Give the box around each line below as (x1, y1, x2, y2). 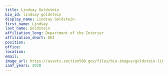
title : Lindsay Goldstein (5, 7, 59, 12)
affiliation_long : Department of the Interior (5, 30, 104, 35)
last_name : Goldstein (5, 26, 50, 31)
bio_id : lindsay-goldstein (5, 12, 61, 17)
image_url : (5, 58, 28, 63)
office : (5, 44, 21, 49)
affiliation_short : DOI (5, 35, 55, 40)
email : (5, 53, 19, 59)
